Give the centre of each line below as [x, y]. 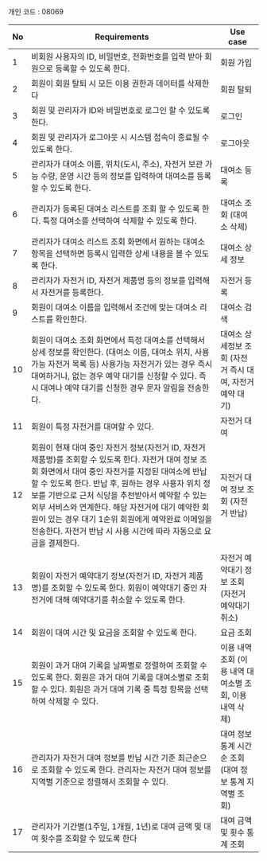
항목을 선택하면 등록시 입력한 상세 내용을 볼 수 [112, 253]
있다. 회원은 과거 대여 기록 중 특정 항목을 [121, 689]
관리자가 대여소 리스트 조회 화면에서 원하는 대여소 [118, 242]
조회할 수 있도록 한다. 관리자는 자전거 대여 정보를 [126, 770]
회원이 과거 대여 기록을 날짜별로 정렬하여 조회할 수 [119, 665]
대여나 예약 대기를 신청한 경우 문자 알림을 [113, 388]
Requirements [122, 37]
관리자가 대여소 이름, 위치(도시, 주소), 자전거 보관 [117, 164]
